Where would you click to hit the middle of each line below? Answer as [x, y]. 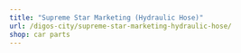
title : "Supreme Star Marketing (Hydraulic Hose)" [107, 18]
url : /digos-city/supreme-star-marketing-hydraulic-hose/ [120, 26]
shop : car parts [40, 34]
